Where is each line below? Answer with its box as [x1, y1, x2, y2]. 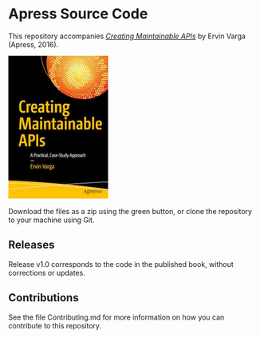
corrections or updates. [8, 268, 85, 277]
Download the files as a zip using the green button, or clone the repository [8, 206, 253, 216]
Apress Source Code [8, 5, 148, 23]
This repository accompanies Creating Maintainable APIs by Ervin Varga [8, 31, 246, 41]
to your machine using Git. [8, 215, 95, 225]
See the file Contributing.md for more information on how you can [8, 312, 225, 322]
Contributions [8, 291, 79, 304]
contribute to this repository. [8, 320, 102, 330]
